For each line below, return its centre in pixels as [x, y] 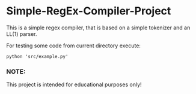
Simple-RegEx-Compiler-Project [89, 11]
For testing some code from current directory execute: [74, 46]
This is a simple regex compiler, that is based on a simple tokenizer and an [98, 28]
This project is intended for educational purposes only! [74, 84]
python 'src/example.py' [37, 56]
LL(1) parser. [22, 34]
